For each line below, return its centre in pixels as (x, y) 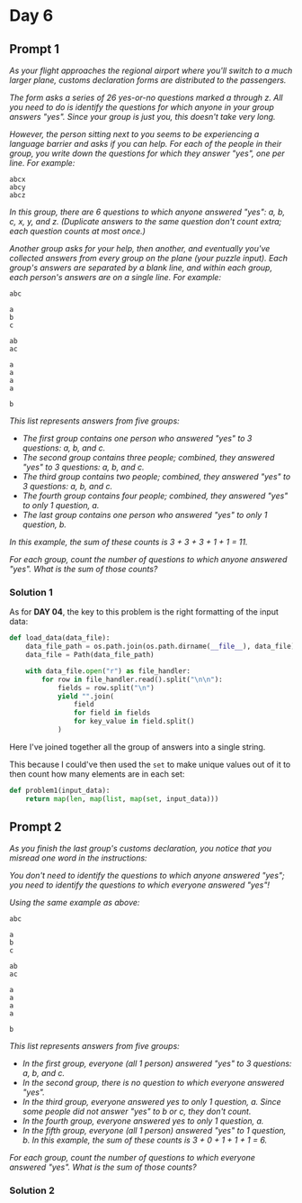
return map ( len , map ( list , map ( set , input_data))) (122, 798)
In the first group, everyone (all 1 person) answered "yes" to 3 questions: (157, 1063)
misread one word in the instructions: (78, 858)
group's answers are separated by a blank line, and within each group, (141, 268)
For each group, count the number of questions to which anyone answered (148, 559)
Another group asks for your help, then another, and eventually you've (140, 248)
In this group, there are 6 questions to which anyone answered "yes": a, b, (147, 212)
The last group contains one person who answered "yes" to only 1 (145, 515)
